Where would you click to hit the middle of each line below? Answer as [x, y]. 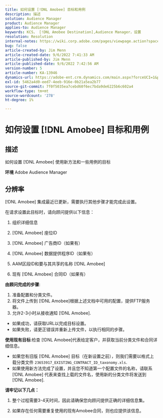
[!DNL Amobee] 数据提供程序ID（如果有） [54, 253]
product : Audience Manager [32, 23]
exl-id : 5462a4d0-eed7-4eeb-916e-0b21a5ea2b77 [53, 82]
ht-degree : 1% [19, 100]
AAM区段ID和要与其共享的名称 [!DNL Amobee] [58, 264]
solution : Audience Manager [33, 18]
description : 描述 [23, 14]
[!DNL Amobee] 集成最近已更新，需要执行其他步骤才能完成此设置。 [72, 201]
